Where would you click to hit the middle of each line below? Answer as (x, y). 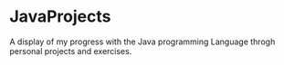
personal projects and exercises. (71, 51)
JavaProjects (60, 17)
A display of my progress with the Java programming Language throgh (142, 42)
